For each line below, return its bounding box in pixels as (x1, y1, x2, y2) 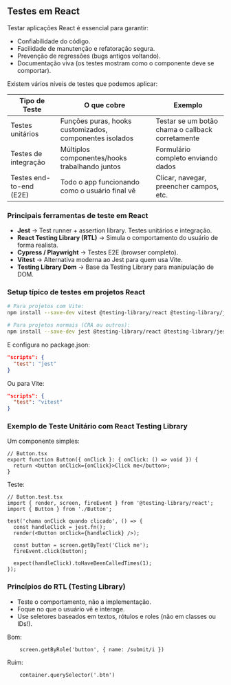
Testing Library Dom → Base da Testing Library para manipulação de (16, 263, 214, 271)
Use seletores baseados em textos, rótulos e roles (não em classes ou (16, 612, 217, 620)
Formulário (155, 144, 191, 154)
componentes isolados (60, 133, 134, 143)
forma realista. (16, 241, 58, 250)
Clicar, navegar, (155, 173, 207, 182)
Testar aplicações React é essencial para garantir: (7, 23, 149, 32)
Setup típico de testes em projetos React (7, 287, 146, 297)
